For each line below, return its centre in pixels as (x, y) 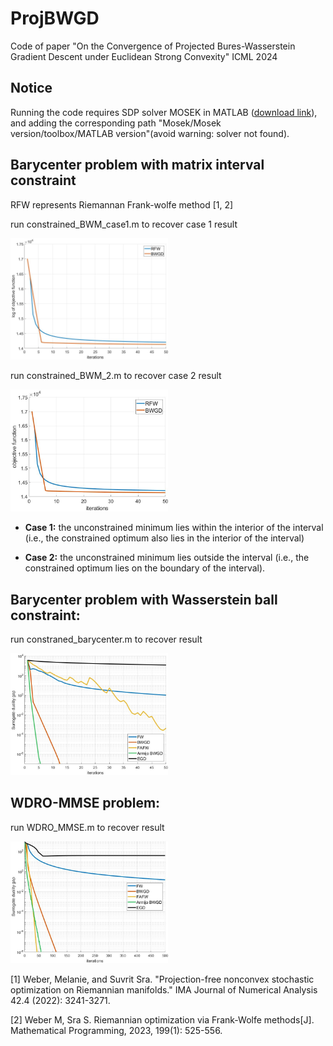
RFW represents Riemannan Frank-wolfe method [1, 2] (122, 204)
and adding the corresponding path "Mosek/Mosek (116, 123)
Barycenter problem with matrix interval (137, 165)
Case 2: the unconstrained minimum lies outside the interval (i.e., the (167, 558)
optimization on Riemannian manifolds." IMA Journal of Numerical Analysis (164, 989)
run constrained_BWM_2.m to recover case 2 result (116, 376)
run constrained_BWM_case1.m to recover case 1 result (124, 224)
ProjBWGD (55, 18)
